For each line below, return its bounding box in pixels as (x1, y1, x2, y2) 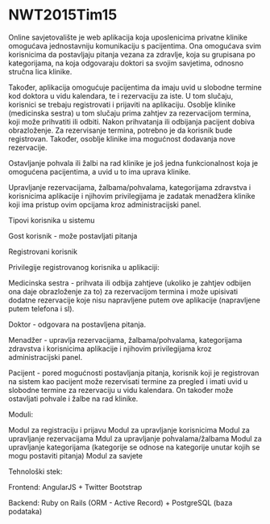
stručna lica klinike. (8, 66, 73, 76)
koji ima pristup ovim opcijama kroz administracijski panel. (8, 200, 201, 209)
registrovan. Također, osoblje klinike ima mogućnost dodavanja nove (8, 133, 236, 143)
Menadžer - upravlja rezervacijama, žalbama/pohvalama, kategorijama (8, 335, 243, 344)
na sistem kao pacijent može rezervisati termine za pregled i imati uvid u (8, 376, 248, 386)
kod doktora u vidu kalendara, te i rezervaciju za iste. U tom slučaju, (8, 91, 234, 100)
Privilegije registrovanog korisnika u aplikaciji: (8, 262, 160, 272)
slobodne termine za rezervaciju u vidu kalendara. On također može (8, 385, 234, 395)
